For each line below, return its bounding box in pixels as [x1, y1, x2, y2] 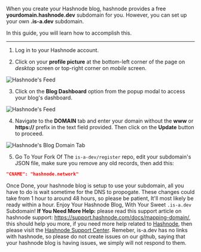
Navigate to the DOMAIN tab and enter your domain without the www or [14, 117, 194, 125]
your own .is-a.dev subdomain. [6, 18, 84, 25]
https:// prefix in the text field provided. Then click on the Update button [14, 124, 194, 130]
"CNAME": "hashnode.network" [6, 171, 79, 177]
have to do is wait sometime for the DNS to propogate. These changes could [6, 188, 195, 195]
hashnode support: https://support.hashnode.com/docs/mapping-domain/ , [6, 214, 191, 221]
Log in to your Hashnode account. [14, 47, 99, 53]
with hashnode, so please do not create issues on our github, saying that [6, 233, 185, 240]
